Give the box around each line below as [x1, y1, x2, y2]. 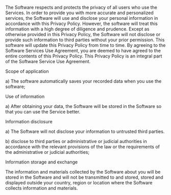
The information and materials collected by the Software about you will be [5, 169, 161, 175]
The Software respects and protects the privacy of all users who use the [5, 5, 157, 10]
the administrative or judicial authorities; [5, 149, 90, 155]
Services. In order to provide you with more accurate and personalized [5, 10, 154, 16]
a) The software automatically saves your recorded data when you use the [5, 78, 162, 84]
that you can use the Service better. [5, 109, 81, 115]
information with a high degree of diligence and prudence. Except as [5, 26, 150, 32]
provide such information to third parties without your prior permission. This [5, 37, 165, 43]
